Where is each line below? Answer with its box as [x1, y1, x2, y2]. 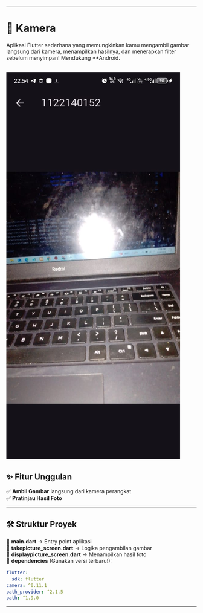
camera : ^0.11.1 [6, 582, 47, 588]
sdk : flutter [11, 576, 45, 582]
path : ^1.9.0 [6, 595, 39, 602]
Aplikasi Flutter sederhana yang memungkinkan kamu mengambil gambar [6, 41, 190, 48]
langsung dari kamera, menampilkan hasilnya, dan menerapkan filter [6, 48, 176, 55]
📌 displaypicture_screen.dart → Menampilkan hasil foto [6, 551, 147, 558]
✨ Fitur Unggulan [6, 472, 72, 482]
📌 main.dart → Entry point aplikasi [6, 537, 92, 545]
